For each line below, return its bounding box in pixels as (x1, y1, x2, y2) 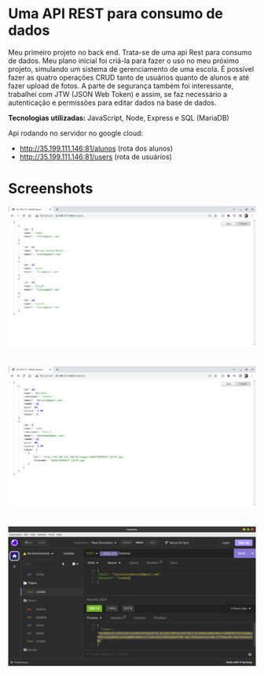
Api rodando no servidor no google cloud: (8, 128, 144, 138)
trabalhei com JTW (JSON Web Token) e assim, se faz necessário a (8, 89, 228, 99)
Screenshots (8, 180, 93, 198)
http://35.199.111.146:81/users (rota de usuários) (19, 151, 173, 162)
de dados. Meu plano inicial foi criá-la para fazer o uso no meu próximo (8, 56, 240, 65)
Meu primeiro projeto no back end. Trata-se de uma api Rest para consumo (8, 47, 252, 57)
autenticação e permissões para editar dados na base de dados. (8, 98, 217, 107)
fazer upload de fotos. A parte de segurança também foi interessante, (8, 80, 234, 91)
